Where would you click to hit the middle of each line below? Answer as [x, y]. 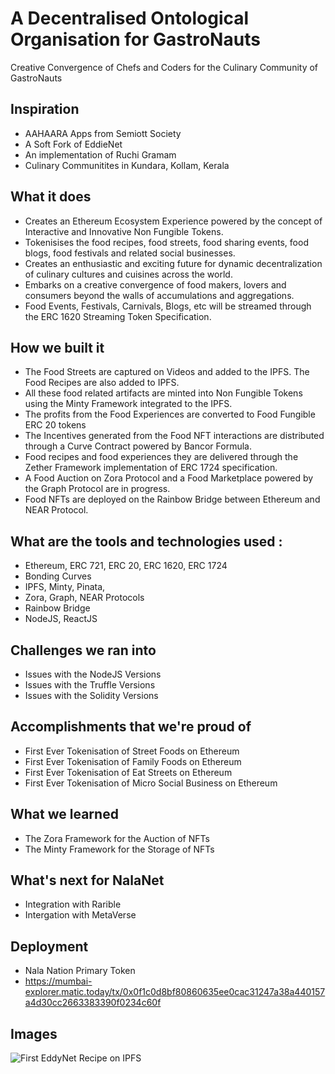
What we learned [64, 814]
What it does [51, 197]
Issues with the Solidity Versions [91, 695]
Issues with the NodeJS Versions [93, 674]
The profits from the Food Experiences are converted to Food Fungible [170, 414]
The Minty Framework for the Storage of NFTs [119, 849]
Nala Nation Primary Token [80, 971]
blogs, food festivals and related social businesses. [130, 253]
